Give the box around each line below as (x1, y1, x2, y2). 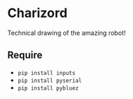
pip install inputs (17, 69, 76, 76)
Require (7, 49, 43, 61)
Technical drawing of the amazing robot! (7, 28, 127, 37)
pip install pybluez (17, 84, 79, 92)
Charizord (7, 5, 68, 21)
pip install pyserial (17, 77, 82, 84)
